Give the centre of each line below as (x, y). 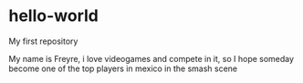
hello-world (54, 16)
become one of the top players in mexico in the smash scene (123, 68)
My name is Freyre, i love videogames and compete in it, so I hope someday (151, 58)
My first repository (43, 41)
